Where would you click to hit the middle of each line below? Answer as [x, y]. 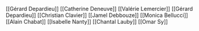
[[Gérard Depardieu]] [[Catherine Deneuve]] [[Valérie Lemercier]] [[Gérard [99, 9]
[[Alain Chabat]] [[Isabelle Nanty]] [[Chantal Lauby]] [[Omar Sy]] [87, 22]
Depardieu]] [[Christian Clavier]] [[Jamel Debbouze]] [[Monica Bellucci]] [97, 15]
